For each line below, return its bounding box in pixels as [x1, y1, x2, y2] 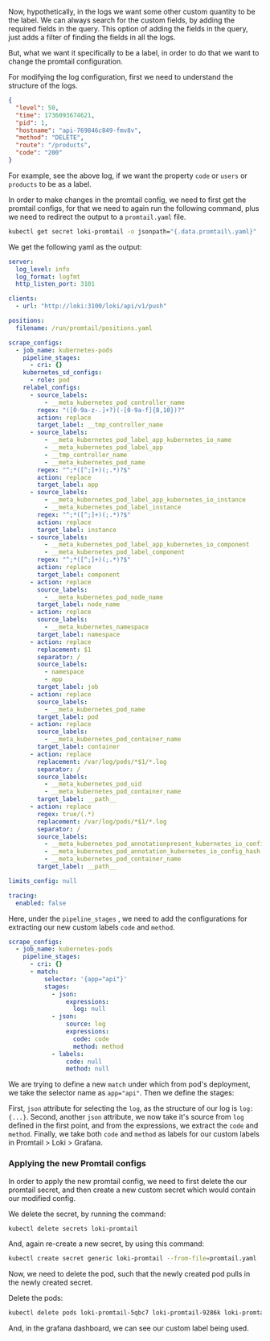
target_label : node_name [37, 600, 121, 609]
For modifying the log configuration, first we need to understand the [8, 72, 234, 81]
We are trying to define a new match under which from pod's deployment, [8, 1079, 251, 1089]
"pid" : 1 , [15, 118, 48, 127]
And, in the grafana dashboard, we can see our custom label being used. [8, 1323, 249, 1333]
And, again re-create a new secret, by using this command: [8, 1239, 205, 1248]
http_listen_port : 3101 [15, 280, 95, 288]
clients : [8, 295, 38, 303]
